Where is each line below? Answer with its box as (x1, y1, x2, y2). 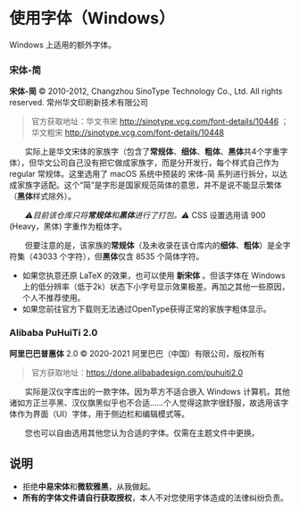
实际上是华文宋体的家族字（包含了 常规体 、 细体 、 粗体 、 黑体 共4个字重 (24, 147, 281, 157)
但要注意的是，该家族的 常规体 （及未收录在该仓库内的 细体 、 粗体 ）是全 (24, 240, 283, 251)
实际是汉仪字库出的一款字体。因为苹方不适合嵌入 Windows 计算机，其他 (24, 386, 290, 397)
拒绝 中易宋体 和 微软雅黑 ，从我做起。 (21, 482, 156, 492)
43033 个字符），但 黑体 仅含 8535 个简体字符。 (32, 251, 204, 262)
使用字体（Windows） (9, 8, 175, 29)
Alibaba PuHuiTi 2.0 (9, 327, 98, 339)
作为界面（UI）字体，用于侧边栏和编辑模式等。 (16, 408, 190, 419)
